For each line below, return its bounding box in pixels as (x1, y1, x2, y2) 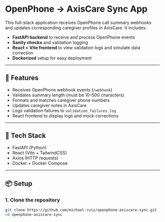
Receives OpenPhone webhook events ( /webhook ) (12, 87, 112, 92)
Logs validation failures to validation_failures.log (12, 108, 116, 113)
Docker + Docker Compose (12, 160, 68, 166)
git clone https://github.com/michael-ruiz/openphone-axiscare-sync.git (5, 208, 157, 213)
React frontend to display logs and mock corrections (12, 112, 119, 118)
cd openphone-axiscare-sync (5, 212, 63, 217)
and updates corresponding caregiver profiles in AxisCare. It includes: (5, 24, 147, 30)
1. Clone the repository (5, 197, 60, 203)
